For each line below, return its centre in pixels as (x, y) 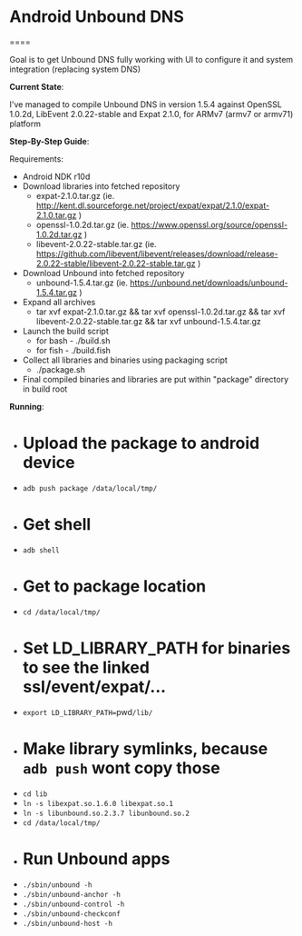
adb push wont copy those (121, 767)
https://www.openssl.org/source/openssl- (209, 224)
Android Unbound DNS (97, 17)
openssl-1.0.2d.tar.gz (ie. (83, 224)
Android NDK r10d (56, 176)
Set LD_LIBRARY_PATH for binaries (156, 648)
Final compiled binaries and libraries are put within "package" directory (156, 379)
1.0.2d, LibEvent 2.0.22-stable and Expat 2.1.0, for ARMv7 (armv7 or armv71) (151, 114)
